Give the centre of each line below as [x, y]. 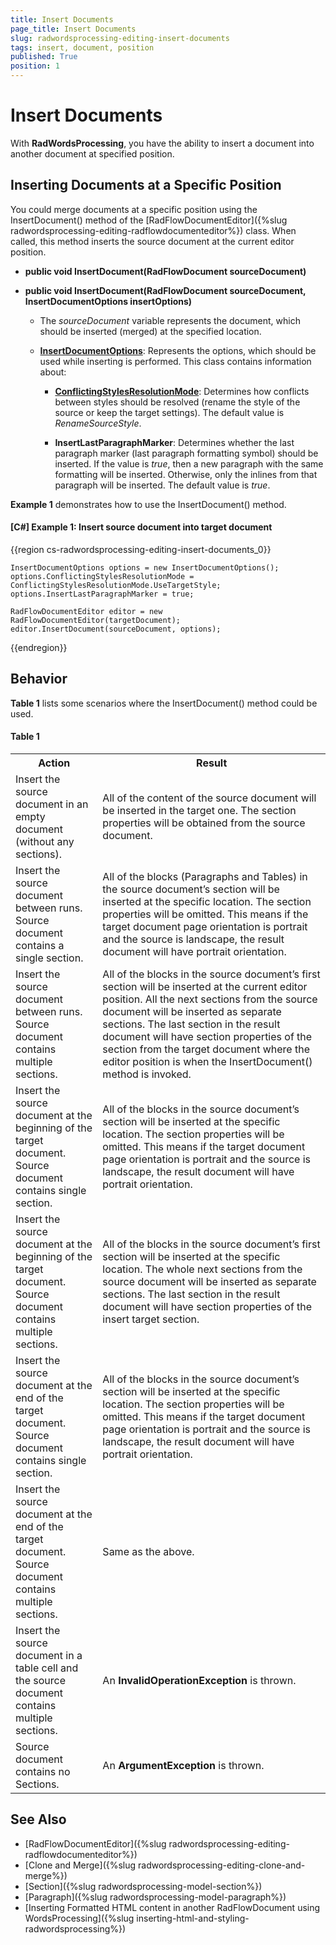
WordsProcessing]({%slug [79, 1918]
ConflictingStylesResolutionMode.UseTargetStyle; [116, 585]
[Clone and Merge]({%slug [80, 1865]
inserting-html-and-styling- [193, 1918]
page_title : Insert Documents [73, 29]
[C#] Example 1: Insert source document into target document [141, 527]
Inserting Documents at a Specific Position [146, 185]
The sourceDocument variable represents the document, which [170, 320]
